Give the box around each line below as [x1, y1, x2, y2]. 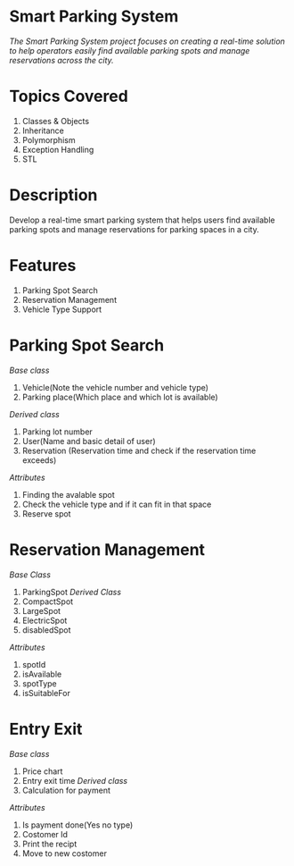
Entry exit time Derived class [21, 775, 127, 786]
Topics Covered [9, 87, 129, 106]
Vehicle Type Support [21, 304, 102, 315]
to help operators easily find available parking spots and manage [9, 45, 250, 55]
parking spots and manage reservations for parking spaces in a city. [9, 223, 260, 234]
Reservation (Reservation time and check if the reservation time [21, 445, 257, 456]
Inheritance [21, 125, 65, 136]
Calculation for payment [21, 785, 111, 795]
